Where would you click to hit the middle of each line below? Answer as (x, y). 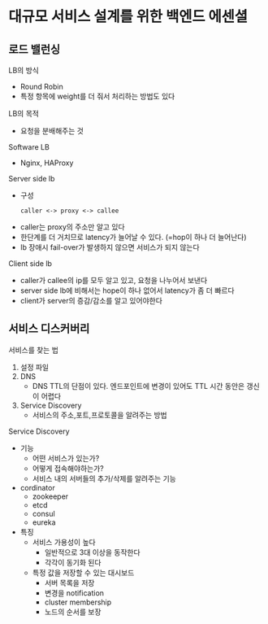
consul (43, 513)
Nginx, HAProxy (47, 163)
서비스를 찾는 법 (34, 350)
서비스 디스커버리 (49, 329)
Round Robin (41, 87)
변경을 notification (74, 593)
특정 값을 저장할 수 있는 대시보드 (83, 572)
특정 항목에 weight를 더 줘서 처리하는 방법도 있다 (97, 96)
